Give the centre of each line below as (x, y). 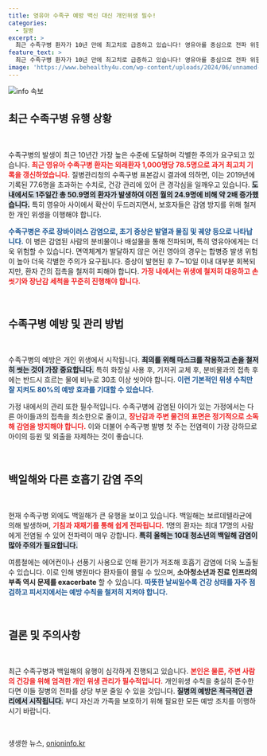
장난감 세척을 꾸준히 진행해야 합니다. (85, 281)
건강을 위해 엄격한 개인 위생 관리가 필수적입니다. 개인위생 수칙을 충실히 (124, 681)
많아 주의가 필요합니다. (43, 545)
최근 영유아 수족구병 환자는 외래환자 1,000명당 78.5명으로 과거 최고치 (138, 165)
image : (19, 68)
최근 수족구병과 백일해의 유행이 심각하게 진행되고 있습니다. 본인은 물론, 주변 (124, 671)
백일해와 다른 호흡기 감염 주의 (76, 479)
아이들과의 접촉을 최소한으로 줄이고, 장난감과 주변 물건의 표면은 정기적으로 (130, 417)
